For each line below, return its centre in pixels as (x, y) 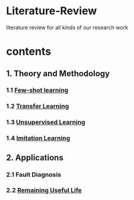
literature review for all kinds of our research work (67, 27)
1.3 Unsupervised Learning (46, 122)
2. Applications (35, 157)
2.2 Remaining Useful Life (44, 190)
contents (29, 51)
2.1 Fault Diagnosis (33, 174)
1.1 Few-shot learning (37, 90)
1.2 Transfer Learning (38, 107)
